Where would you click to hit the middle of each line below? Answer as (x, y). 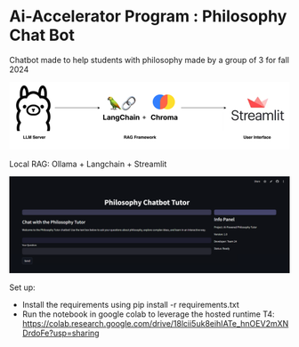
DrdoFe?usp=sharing (61, 333)
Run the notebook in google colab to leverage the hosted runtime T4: (148, 314)
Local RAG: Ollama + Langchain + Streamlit (88, 164)
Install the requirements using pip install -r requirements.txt (131, 305)
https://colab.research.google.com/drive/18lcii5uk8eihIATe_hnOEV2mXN (155, 324)
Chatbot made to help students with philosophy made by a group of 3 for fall (149, 60)
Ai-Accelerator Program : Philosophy (148, 16)
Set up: (22, 287)
